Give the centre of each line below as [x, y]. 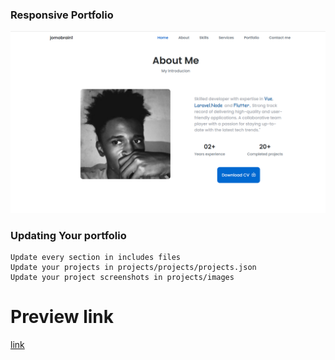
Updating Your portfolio [68, 235]
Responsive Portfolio [62, 15]
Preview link [62, 317]
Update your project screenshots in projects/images [122, 277]
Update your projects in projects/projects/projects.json [133, 267]
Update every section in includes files [96, 257]
